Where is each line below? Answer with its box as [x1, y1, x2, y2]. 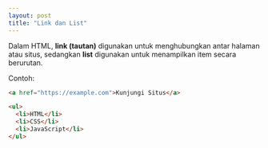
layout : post [8, 11, 52, 20]
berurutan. [8, 57, 43, 68]
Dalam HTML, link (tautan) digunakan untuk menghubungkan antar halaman [8, 41, 260, 50]
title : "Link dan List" [8, 19, 88, 27]
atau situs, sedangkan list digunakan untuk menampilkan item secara [8, 49, 237, 59]
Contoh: [8, 73, 35, 83]
